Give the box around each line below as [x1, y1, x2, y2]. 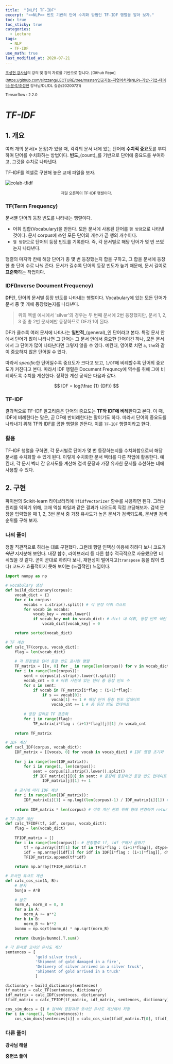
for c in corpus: [14, 597, 52, 602]
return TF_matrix [14, 730, 52, 736]
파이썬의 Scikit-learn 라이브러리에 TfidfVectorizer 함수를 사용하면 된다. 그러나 [5, 498, 166, 504]
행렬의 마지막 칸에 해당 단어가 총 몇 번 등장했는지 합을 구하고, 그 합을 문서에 [5, 256, 156, 263]
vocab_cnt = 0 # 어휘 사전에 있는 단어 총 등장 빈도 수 [24, 678, 130, 683]
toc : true [5, 17, 27, 22]
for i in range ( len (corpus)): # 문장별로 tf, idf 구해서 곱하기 [14, 840, 145, 845]
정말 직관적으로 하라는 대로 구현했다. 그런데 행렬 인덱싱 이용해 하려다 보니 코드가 [5, 544, 166, 550]
